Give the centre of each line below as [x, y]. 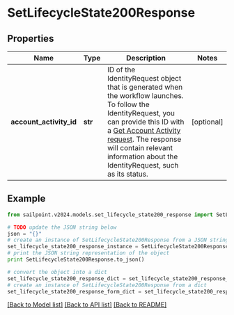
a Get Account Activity [144, 130]
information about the [142, 156]
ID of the [121, 70]
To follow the [128, 104]
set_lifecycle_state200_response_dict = [67, 278]
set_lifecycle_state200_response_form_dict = [74, 291]
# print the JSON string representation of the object [88, 253]
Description [146, 58]
